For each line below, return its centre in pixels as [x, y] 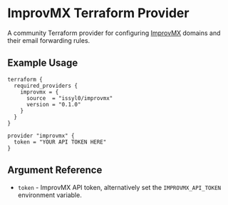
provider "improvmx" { [41, 136]
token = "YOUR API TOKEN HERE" [60, 142]
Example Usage [43, 63]
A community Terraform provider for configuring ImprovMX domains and [114, 33]
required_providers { [46, 86]
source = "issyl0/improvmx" [69, 98]
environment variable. [50, 195]
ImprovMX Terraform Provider [98, 13]
